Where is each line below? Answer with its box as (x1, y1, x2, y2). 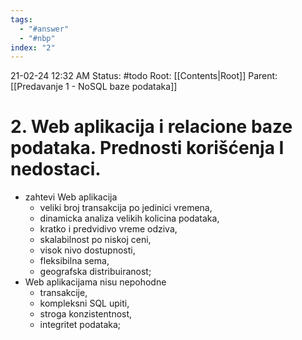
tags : (10, 14, 33, 25)
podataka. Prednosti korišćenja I (10, 137, 285, 160)
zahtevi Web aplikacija (24, 191, 118, 203)
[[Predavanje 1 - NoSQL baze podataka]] (10, 81, 178, 93)
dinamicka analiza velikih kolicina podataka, (39, 212, 220, 225)
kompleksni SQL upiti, (39, 297, 130, 310)
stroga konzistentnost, (39, 308, 133, 320)
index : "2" (10, 42, 56, 53)
